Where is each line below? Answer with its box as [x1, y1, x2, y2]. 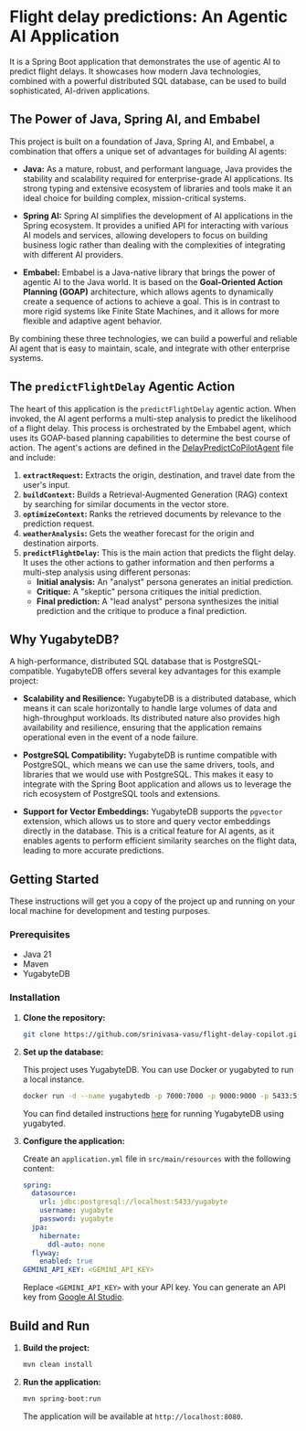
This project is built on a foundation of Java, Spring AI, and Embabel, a [9, 135, 275, 147]
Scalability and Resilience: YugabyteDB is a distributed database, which [22, 693, 297, 705]
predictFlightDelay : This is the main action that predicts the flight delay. [22, 546, 297, 558]
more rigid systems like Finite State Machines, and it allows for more [22, 305, 280, 316]
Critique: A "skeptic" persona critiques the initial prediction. [36, 586, 262, 597]
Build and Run [9, 1318, 90, 1333]
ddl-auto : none [47, 1240, 105, 1249]
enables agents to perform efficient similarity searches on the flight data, [22, 835, 298, 846]
